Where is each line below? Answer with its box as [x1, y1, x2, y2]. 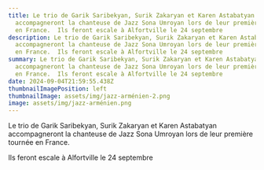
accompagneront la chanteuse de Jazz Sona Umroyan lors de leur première [8, 129, 254, 139]
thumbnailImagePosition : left [8, 84, 108, 93]
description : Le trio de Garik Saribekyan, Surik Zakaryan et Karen [8, 33, 237, 42]
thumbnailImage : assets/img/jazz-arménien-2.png [8, 92, 170, 100]
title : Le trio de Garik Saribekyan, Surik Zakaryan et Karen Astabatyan [8, 11, 255, 20]
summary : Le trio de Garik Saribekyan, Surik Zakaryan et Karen [8, 56, 223, 64]
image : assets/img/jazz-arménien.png [8, 99, 132, 107]
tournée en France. [8, 138, 70, 147]
